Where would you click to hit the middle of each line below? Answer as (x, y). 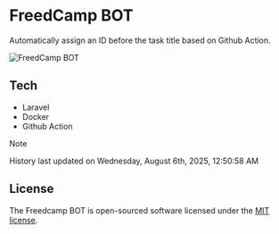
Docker (36, 116)
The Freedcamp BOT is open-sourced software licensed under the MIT (139, 210)
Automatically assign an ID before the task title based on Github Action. (140, 40)
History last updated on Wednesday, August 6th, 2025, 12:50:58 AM (134, 161)
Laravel (36, 107)
